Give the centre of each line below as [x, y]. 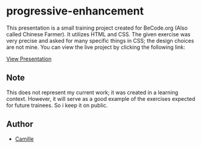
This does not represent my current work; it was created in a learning [92, 92]
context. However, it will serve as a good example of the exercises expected [101, 98]
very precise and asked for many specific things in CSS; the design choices [100, 40]
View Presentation [29, 59]
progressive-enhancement [75, 11]
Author [20, 124]
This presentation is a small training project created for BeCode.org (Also [97, 28]
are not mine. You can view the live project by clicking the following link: [96, 47]
